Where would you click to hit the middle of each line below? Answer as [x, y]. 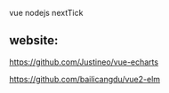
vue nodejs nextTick [46, 13]
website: [34, 40]
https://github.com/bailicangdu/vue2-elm [85, 79]
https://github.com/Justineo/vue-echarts [84, 62]
